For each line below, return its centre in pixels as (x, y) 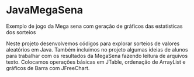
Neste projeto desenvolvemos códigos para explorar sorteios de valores (93, 43)
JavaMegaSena (45, 10)
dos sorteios (21, 32)
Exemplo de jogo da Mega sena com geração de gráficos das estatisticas (94, 26)
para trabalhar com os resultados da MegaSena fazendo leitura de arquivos (97, 56)
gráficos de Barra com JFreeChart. (48, 68)
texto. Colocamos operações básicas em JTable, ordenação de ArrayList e (96, 62)
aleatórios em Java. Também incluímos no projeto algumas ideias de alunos (97, 49)
